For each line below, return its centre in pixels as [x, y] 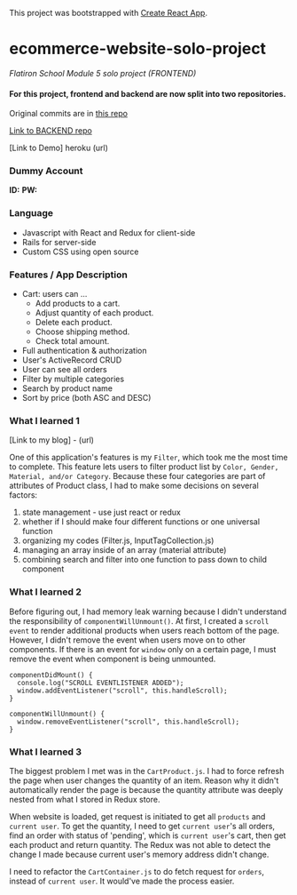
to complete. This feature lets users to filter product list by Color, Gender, [144, 467]
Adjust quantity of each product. [94, 313]
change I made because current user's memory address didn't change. [139, 854]
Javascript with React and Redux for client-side [109, 232]
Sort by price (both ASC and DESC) [86, 398]
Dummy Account [46, 171]
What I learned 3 [46, 752]
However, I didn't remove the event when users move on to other [128, 640]
